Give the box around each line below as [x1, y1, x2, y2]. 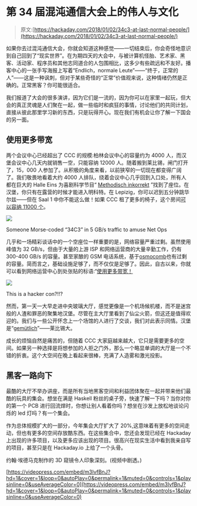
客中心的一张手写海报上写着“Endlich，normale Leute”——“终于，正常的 [6, 66, 179, 74]
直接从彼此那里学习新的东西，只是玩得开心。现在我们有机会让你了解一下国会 [6, 108, 191, 115]
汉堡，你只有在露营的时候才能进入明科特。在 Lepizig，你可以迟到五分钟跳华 [6, 188, 189, 195]
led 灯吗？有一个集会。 [17, 410, 73, 417]
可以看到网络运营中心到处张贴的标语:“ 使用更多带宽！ [6, 267, 133, 274]
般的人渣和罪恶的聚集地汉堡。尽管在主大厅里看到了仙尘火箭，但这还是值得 [6, 309, 186, 317]
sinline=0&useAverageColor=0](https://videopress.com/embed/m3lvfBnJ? [6, 481, 186, 488]
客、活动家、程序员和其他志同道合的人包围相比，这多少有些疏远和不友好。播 [6, 59, 191, 66]
